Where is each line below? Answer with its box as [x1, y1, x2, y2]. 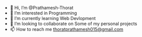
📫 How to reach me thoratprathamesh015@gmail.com [10, 26, 124, 32]
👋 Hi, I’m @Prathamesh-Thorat [10, 5, 74, 10]
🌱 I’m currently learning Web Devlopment [10, 15, 96, 21]
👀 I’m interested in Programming [10, 10, 77, 16]
